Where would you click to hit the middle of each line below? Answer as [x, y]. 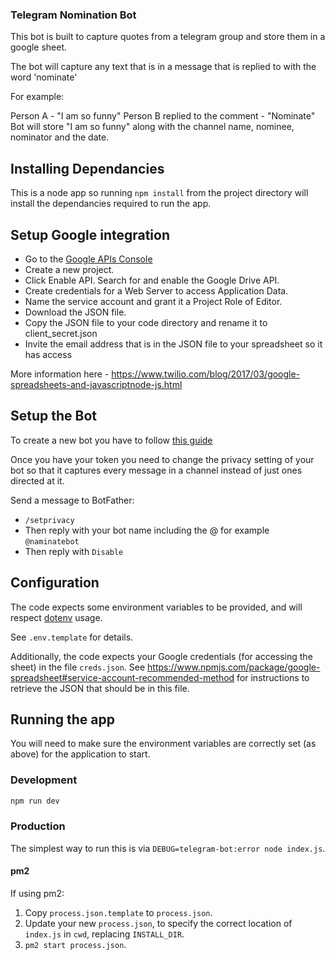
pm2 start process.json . [75, 945]
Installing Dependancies [87, 168]
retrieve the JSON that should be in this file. [100, 688]
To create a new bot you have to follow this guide [111, 440]
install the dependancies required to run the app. [111, 204]
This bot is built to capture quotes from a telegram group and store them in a [168, 37]
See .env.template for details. [72, 637]
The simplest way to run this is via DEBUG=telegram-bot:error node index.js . [168, 848]
